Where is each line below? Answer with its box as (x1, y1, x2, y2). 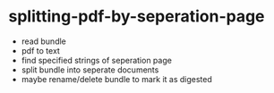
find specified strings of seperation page (21, 55, 172, 65)
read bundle (21, 36, 66, 46)
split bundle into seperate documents (21, 64, 159, 75)
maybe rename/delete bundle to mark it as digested (21, 73, 212, 84)
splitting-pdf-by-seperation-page (8, 6, 265, 27)
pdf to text (21, 45, 60, 55)
